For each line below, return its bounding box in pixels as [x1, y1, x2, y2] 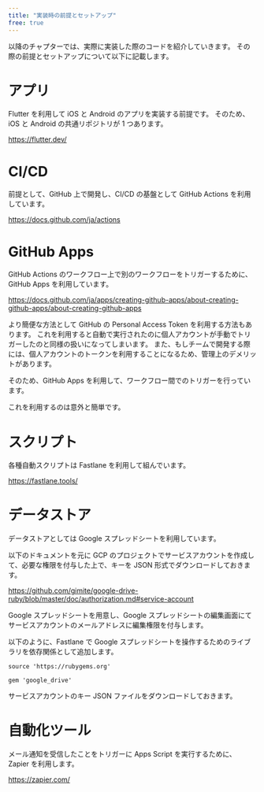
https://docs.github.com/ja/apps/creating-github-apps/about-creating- [8, 295, 239, 305]
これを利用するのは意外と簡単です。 [8, 402, 125, 412]
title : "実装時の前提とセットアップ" [8, 11, 117, 20]
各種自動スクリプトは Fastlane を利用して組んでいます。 [8, 461, 191, 470]
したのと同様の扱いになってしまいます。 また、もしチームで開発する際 [21, 339, 251, 349]
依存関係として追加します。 [28, 647, 118, 657]
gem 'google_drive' [8, 676, 73, 685]
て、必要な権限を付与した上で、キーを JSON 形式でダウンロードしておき [8, 561, 244, 570]
